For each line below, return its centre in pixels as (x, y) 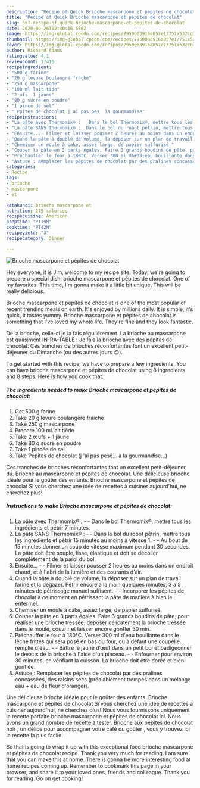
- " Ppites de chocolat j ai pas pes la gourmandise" (76, 111)
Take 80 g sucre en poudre (48, 443)
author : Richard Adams (34, 51)
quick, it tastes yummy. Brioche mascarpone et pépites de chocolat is (91, 315)
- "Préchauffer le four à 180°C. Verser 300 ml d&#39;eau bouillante (94, 155)
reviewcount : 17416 (30, 61)
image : (14, 34)
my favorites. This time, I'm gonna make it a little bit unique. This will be (94, 285)
